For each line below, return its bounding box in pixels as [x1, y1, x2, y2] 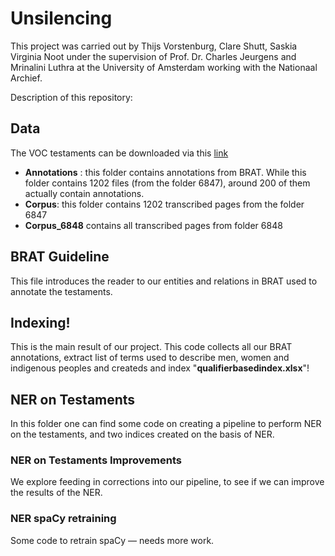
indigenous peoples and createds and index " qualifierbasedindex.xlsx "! [10, 362, 310, 374]
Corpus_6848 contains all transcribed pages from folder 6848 [24, 219, 283, 231]
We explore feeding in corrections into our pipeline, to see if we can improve [10, 476, 325, 488]
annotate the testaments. [10, 285, 113, 297]
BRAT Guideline [10, 248, 110, 266]
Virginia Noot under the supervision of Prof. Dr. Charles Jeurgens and [10, 50, 297, 62]
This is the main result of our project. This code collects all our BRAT [10, 341, 293, 353]
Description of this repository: [10, 91, 133, 103]
